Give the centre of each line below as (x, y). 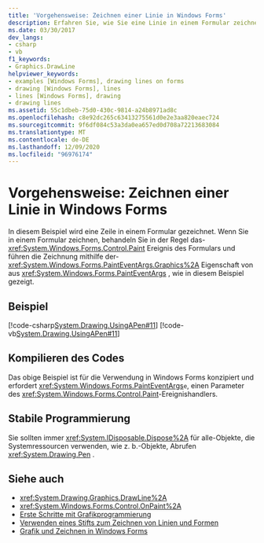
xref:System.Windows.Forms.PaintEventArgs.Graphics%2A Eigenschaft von (131, 265)
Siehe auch (36, 479)
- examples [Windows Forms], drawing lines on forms (96, 81)
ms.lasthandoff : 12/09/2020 (54, 147)
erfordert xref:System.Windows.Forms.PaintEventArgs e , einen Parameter (126, 385)
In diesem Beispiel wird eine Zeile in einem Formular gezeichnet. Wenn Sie (128, 232)
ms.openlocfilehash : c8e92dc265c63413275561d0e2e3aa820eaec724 (114, 118)
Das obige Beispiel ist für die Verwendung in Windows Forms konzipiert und (131, 377)
